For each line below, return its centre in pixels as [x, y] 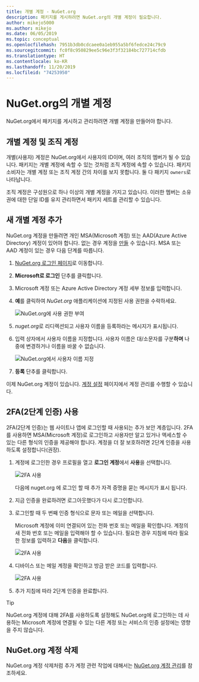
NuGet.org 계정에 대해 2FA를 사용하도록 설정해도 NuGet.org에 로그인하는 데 [95, 615]
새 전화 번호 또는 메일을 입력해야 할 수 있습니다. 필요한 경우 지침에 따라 [96, 533]
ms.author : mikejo [29, 28]
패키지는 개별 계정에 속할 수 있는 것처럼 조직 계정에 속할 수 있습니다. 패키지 [105, 165]
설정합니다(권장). [41, 450]
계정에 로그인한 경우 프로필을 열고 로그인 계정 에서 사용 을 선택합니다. [93, 462]
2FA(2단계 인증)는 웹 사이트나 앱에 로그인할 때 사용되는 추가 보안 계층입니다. [94, 427]
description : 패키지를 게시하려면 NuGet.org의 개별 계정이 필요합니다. [84, 17]
